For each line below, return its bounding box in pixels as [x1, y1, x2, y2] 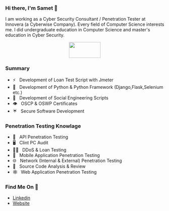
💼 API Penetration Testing [12, 134, 69, 140]
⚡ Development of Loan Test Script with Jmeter [12, 77, 114, 83]
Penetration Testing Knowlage [5, 122, 81, 129]
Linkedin [12, 195, 31, 201]
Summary [5, 65, 30, 72]
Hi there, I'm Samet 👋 [5, 5, 58, 12]
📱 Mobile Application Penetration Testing [12, 152, 100, 158]
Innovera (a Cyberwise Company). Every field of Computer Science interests [5, 21, 164, 27]
